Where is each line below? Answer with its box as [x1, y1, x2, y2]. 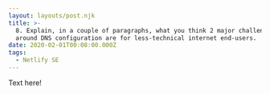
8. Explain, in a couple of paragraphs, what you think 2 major [15, 26, 235, 34]
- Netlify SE [15, 57, 59, 65]
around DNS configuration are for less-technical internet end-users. [15, 33, 257, 42]
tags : [8, 49, 27, 57]
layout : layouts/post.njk [8, 11, 95, 20]
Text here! [8, 77, 42, 88]
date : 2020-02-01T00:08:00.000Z [8, 41, 117, 49]
